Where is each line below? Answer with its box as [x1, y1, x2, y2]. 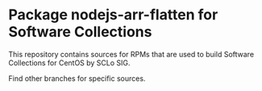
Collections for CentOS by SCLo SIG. [8, 58, 131, 68]
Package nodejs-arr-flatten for [8, 6, 218, 24]
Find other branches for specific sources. [8, 73, 146, 83]
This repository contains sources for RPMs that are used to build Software [8, 49, 255, 59]
